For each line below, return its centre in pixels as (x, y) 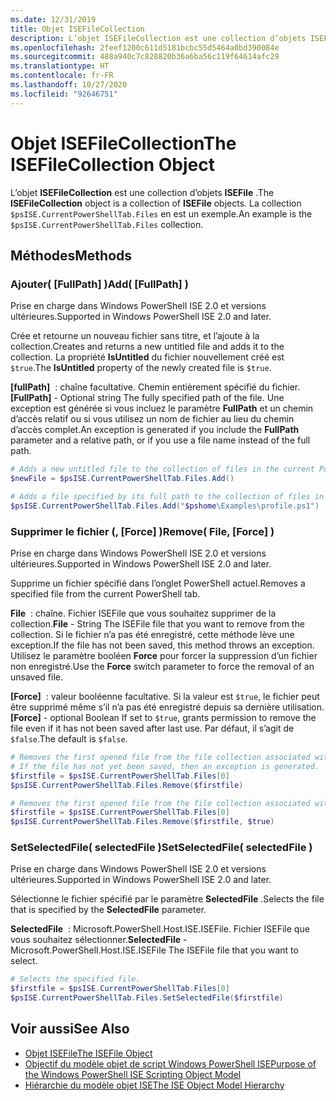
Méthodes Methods (71, 255)
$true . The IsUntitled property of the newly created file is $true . (141, 368)
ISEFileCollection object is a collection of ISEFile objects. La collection (156, 203)
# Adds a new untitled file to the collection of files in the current (162, 469)
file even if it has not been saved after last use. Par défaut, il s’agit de (152, 728)
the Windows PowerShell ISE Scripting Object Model (133, 1074)
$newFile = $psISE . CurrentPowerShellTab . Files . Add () (122, 479)
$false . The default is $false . (69, 739)
